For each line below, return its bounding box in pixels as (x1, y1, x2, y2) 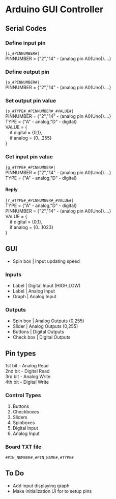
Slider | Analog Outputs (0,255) (12, 323, 78, 329)
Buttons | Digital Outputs (12, 329, 65, 335)
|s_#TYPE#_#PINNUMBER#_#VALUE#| (5, 109, 74, 114)
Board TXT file (5, 443, 42, 450)
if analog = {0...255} (10, 135, 52, 141)
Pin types (5, 349, 36, 358)
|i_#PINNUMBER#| (5, 51, 40, 56)
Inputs (5, 271, 22, 278)
